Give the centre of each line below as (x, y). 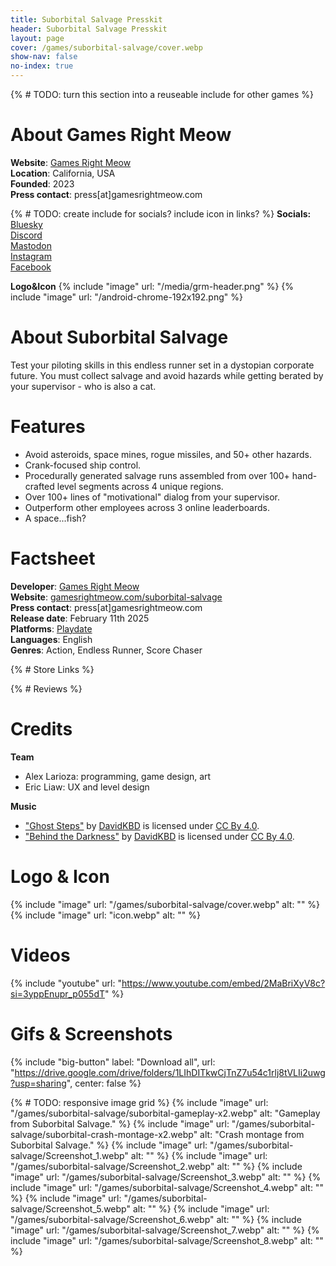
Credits (41, 728)
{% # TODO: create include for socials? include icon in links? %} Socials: (161, 213)
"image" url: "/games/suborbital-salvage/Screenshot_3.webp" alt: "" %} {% (166, 1177)
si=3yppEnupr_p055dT (57, 993)
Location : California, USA (63, 173)
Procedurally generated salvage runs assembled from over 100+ (157, 475)
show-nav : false (44, 57)
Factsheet (53, 558)
